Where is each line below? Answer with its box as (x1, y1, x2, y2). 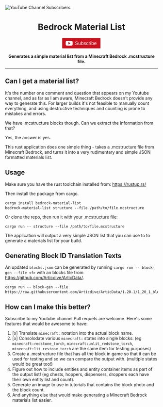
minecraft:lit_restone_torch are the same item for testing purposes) (12, 346, 151, 352)
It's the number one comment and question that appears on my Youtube (5, 90, 149, 96)
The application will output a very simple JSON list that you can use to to (5, 232, 150, 238)
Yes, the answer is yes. (5, 134, 51, 140)
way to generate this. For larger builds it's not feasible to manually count (5, 100, 149, 106)
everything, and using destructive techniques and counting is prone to (5, 105, 146, 111)
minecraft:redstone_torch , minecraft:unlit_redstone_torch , (12, 341, 133, 346)
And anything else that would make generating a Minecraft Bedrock (12, 392, 147, 398)
